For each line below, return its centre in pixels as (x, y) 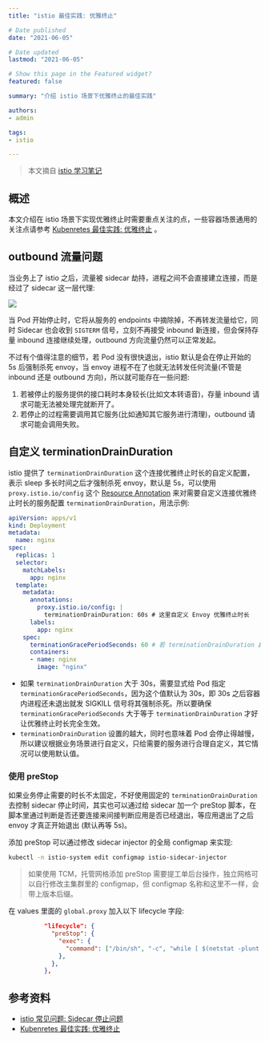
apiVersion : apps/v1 (43, 518)
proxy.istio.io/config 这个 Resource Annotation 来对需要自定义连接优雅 (129, 492)
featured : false (35, 82)
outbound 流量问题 (56, 257)
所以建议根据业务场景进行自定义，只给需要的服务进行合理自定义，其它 (136, 743)
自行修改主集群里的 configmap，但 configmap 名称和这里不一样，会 (147, 884)
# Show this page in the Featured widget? (80, 74)
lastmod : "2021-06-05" (46, 60)
